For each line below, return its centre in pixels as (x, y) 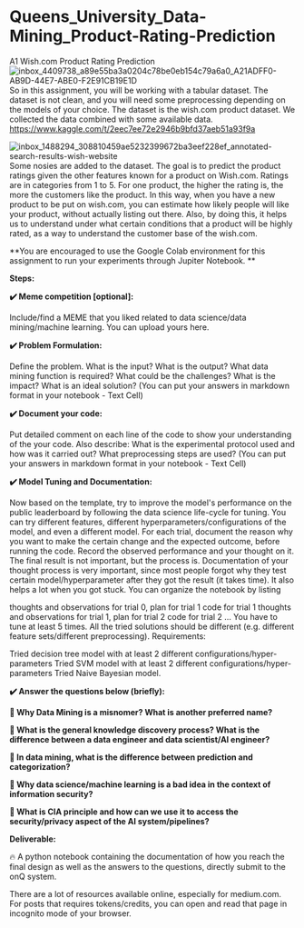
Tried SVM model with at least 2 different (131, 663)
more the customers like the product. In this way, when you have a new (142, 195)
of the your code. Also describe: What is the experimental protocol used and (152, 444)
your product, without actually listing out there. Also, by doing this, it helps (148, 214)
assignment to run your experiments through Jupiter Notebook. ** (132, 260)
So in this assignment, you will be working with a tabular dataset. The (139, 90)
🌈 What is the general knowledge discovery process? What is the (135, 730)
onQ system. (33, 876)
